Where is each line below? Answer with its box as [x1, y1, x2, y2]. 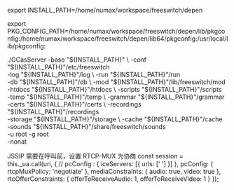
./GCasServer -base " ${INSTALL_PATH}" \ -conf [7, 55, 147, 64]
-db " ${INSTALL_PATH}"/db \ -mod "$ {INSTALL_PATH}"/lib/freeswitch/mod [7, 78, 226, 86]
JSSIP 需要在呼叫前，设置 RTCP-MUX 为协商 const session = [7, 152, 184, 160]
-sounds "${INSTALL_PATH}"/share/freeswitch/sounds [7, 123, 166, 130]
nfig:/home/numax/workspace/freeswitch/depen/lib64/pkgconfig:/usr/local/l [7, 34, 228, 43]
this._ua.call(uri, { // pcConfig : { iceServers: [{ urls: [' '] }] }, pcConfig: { [7, 160, 214, 168]
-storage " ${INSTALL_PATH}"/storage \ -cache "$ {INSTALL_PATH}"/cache [7, 115, 223, 123]
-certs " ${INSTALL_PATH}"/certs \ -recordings [7, 100, 142, 108]
